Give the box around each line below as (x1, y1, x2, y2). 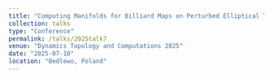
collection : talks (8, 19, 71, 28)
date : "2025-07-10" (8, 50, 75, 58)
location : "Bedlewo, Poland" (8, 58, 107, 66)
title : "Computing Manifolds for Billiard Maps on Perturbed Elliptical (8, 11, 260, 20)
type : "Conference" (8, 27, 75, 35)
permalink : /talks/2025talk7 (8, 34, 107, 43)
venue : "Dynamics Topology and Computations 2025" (8, 42, 184, 50)
